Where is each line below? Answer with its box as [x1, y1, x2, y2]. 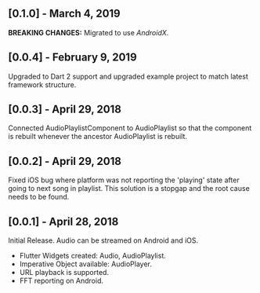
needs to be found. [8, 192, 70, 202]
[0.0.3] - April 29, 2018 [8, 103, 121, 116]
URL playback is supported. [19, 268, 110, 277]
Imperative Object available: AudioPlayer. [19, 259, 153, 269]
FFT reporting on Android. [19, 276, 104, 286]
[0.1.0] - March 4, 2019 [8, 7, 121, 20]
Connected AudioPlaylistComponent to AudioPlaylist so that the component [8, 123, 252, 133]
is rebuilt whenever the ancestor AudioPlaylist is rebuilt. [8, 132, 188, 141]
